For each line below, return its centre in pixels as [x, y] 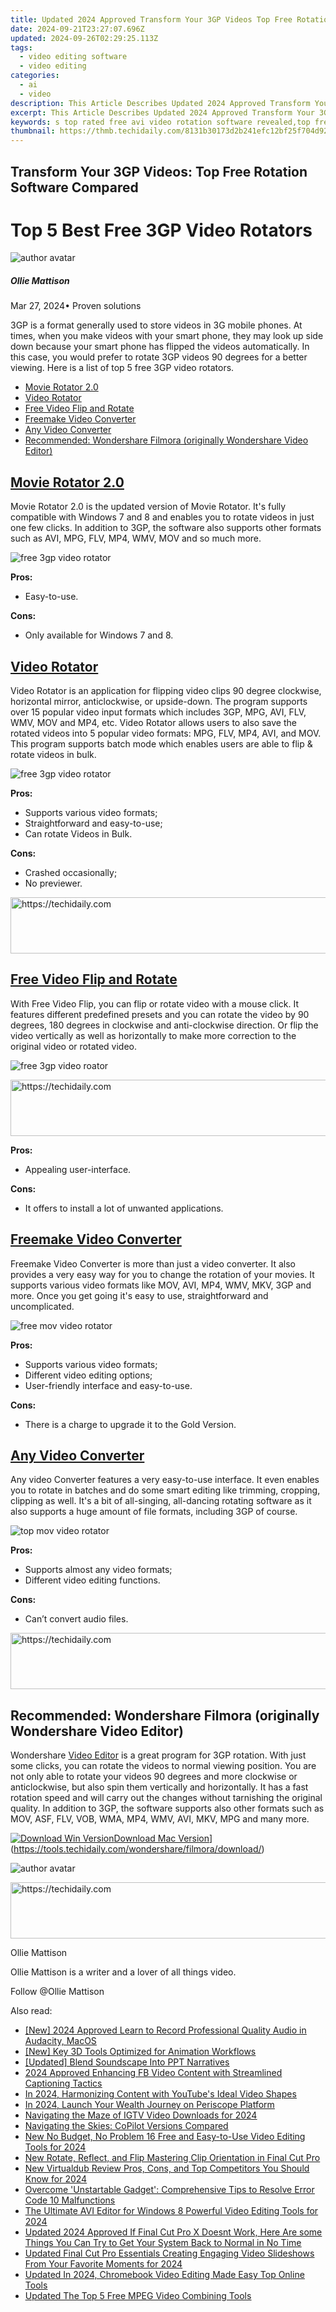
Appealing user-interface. [78, 1169]
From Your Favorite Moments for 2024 [103, 2264]
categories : [35, 76]
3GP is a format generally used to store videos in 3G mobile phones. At [156, 325]
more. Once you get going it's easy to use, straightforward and [139, 1295]
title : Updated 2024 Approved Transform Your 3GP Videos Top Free [151, 19]
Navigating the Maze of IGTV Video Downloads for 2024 [141, 2115]
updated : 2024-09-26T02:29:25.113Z [84, 38]
